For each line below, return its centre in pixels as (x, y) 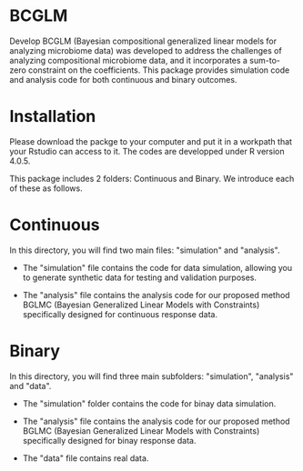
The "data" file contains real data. (86, 458)
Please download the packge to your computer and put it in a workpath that (151, 141)
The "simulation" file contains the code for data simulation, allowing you (157, 267)
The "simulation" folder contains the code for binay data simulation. (149, 403)
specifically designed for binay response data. (109, 440)
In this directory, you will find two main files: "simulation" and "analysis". (145, 250)
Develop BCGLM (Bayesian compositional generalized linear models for (143, 41)
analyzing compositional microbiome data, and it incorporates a (129, 60)
